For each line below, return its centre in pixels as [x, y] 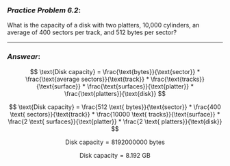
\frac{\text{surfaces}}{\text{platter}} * [140, 86]
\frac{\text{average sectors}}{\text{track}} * [87, 79]
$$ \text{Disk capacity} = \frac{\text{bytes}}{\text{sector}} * [115, 71]
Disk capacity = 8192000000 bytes [115, 142]
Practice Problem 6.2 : [44, 10]
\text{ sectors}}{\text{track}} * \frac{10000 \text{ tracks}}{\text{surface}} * [115, 114]
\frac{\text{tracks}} [178, 79]
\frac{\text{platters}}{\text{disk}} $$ [115, 93]
